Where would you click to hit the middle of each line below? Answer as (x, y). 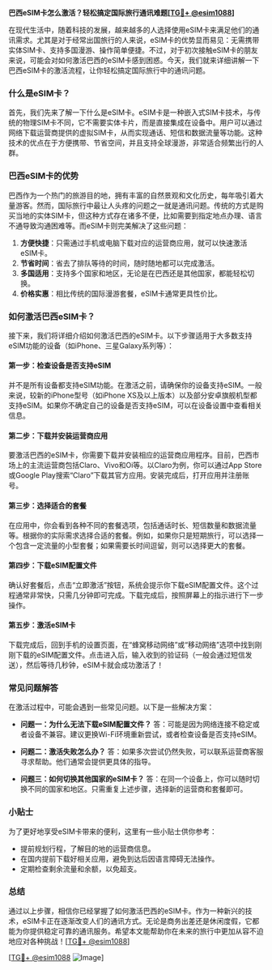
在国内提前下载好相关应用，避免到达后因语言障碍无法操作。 (119, 858)
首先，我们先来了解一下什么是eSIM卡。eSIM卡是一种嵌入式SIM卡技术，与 (131, 113)
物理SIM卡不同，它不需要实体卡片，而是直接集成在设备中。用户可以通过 (142, 123)
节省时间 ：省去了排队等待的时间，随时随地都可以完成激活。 (119, 263)
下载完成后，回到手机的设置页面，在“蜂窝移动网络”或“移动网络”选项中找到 (132, 645)
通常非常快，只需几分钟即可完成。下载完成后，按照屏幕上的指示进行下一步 (139, 595)
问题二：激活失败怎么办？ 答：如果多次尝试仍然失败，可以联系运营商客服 (142, 751)
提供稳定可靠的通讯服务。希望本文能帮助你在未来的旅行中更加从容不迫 (147, 931)
